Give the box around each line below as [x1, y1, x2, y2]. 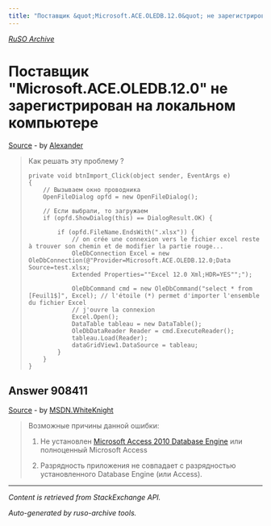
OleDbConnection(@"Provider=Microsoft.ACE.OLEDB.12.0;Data [27, 256, 231, 265]
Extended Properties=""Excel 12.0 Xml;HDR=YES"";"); [71, 270, 252, 278]
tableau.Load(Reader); [71, 334, 148, 342]
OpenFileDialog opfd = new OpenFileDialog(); [43, 193, 199, 201]
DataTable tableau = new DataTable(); [71, 319, 202, 328]
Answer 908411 [8, 384, 89, 398]
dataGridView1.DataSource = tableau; [71, 340, 199, 349]
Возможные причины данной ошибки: [27, 421, 160, 431]
